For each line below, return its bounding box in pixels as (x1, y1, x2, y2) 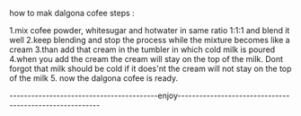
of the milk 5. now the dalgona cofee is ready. (9, 73, 178, 84)
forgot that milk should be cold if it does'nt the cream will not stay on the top (9, 63, 292, 74)
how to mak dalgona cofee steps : (9, 8, 135, 18)
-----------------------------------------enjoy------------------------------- (9, 90, 290, 101)
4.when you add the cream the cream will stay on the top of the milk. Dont (9, 54, 284, 64)
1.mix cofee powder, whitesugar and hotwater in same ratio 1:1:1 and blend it (9, 25, 290, 35)
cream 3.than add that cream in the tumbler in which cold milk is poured (9, 44, 276, 55)
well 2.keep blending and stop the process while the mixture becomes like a (9, 35, 290, 45)
